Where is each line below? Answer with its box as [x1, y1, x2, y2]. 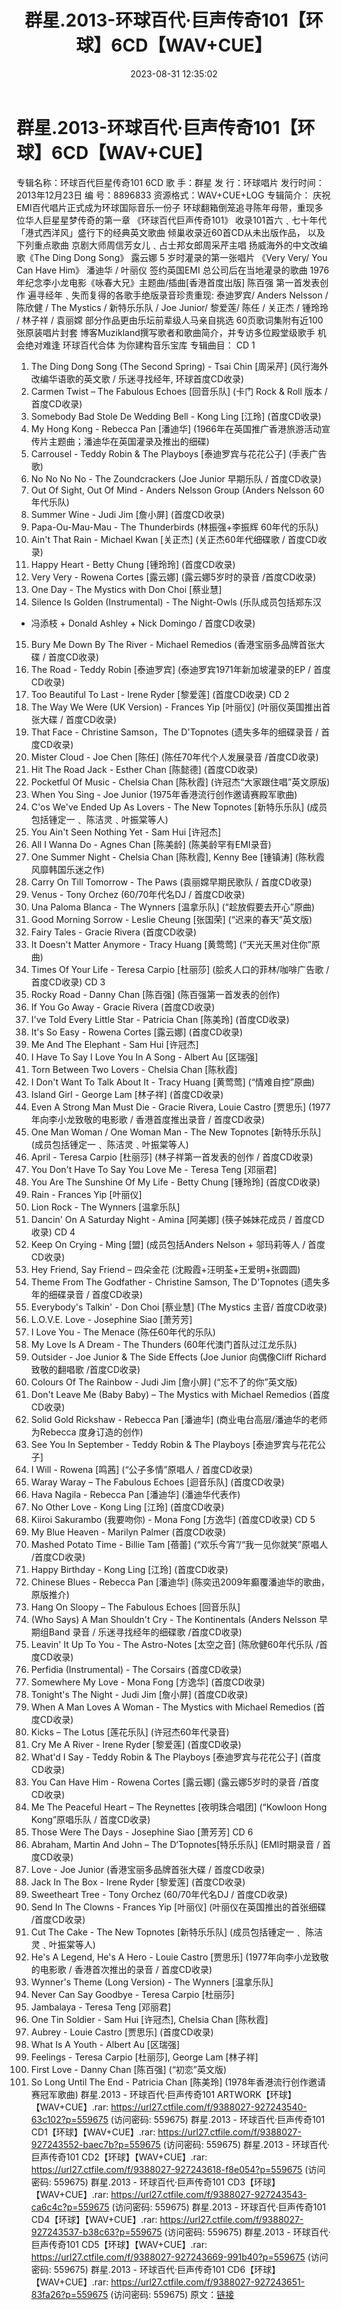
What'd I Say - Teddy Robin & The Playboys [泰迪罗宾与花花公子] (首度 [30, 1751, 322, 1763]
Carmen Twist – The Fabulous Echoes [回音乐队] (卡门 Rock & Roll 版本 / [30, 385, 328, 397]
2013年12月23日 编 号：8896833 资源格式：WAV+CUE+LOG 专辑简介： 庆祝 [16, 189, 331, 201]
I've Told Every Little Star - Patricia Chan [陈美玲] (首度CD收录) [30, 1013, 290, 1025]
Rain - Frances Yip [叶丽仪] [30, 1188, 143, 1200]
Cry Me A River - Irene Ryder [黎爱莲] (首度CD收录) [30, 1738, 242, 1750]
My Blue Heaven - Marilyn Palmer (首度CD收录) [30, 1526, 227, 1538]
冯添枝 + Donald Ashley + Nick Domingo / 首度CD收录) [30, 617, 256, 629]
